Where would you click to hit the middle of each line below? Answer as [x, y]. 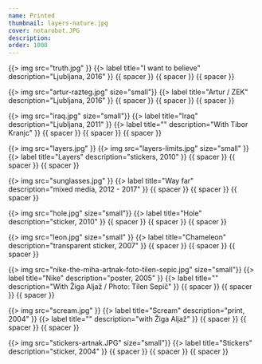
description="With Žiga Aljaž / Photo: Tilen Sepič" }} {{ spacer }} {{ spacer [130, 287]
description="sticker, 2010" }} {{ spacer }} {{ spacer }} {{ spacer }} [117, 222]
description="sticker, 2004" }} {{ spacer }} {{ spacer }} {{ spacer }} [119, 351]
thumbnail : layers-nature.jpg [59, 23]
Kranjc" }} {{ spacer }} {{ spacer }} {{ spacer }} [85, 133]
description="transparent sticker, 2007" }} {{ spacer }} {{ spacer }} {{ [122, 246]
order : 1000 [28, 45]
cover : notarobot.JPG [44, 30]
